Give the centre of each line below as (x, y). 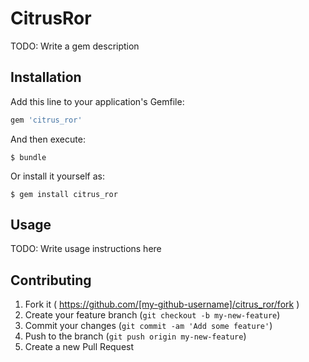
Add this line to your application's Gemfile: (97, 101)
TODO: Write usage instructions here (86, 249)
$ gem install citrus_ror (64, 194)
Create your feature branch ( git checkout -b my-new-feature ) (152, 315)
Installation (46, 77)
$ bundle (28, 157)
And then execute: (48, 139)
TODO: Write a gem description (75, 46)
